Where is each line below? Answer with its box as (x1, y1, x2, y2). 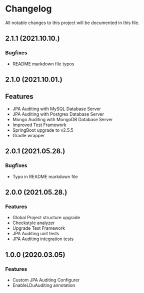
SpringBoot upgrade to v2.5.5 (12, 127, 73, 133)
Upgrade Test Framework (12, 225, 65, 231)
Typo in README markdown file (12, 173, 78, 179)
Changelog (5, 3, 52, 15)
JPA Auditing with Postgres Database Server (12, 111, 104, 117)
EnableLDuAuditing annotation (12, 282, 75, 288)
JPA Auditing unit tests (12, 231, 59, 237)
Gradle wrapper (12, 132, 45, 138)
